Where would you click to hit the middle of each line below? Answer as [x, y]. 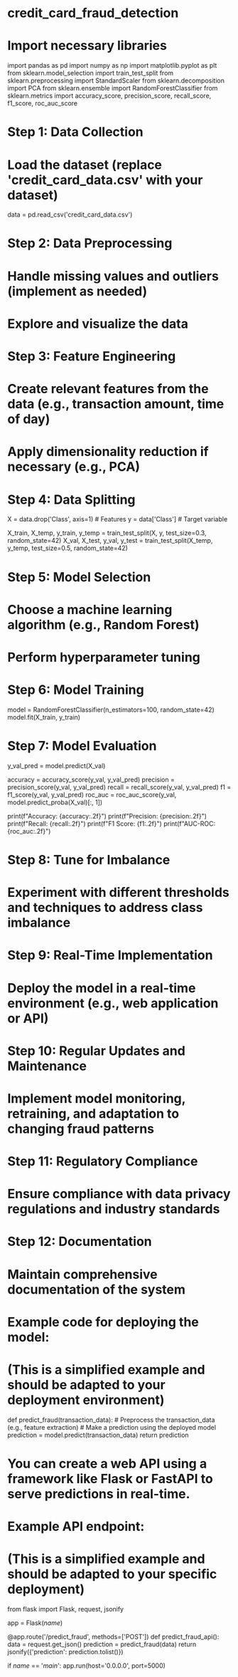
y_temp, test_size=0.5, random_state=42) [67, 548]
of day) [29, 419]
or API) [28, 1018]
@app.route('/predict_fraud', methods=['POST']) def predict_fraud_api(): [113, 1637]
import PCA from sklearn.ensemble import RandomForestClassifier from [113, 88]
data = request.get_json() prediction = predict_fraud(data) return [102, 1644]
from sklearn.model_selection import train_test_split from [91, 73]
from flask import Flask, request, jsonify [66, 1609]
